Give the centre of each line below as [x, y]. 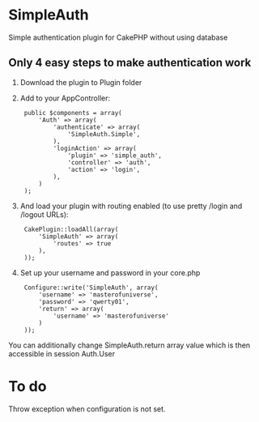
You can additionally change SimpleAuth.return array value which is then [129, 345]
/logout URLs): [44, 214]
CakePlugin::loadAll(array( [71, 229]
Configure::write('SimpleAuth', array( [91, 288]
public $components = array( [73, 113]
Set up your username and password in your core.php [110, 272]
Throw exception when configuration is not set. [87, 409]
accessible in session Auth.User [62, 353]
